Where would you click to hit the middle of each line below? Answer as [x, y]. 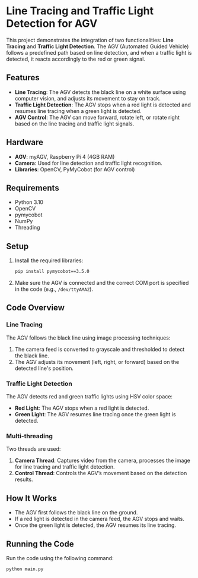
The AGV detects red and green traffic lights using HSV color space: [90, 397]
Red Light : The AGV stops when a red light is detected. [82, 408]
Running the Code [40, 544]
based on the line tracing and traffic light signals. [74, 124]
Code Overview [36, 308]
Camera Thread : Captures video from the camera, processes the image [103, 461]
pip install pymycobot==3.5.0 [52, 272]
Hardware [25, 142]
